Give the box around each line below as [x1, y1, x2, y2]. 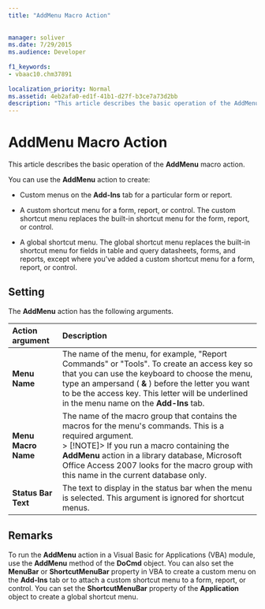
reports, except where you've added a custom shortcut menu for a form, [19, 254, 255, 264]
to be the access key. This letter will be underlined [62, 387, 248, 398]
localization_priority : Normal [8, 84, 111, 93]
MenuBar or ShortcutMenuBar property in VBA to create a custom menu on [8, 566, 256, 576]
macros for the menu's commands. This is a [62, 420, 225, 431]
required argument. [62, 430, 134, 441]
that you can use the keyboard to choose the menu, [62, 368, 253, 379]
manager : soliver [8, 33, 65, 42]
